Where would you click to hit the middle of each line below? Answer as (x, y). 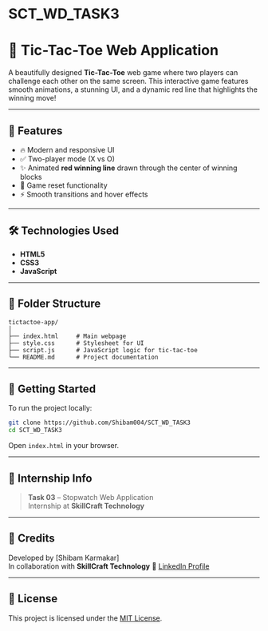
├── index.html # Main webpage (67, 336)
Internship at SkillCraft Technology (86, 506)
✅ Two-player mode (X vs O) (67, 159)
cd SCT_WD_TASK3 (35, 431)
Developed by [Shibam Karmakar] (64, 558)
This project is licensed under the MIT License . (85, 618)
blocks (31, 177)
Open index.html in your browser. (64, 446)
